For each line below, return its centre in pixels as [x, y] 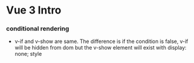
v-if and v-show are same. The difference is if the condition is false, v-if [101, 41]
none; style [28, 54]
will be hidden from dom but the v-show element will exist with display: [101, 48]
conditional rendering [38, 29]
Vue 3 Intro [34, 10]
